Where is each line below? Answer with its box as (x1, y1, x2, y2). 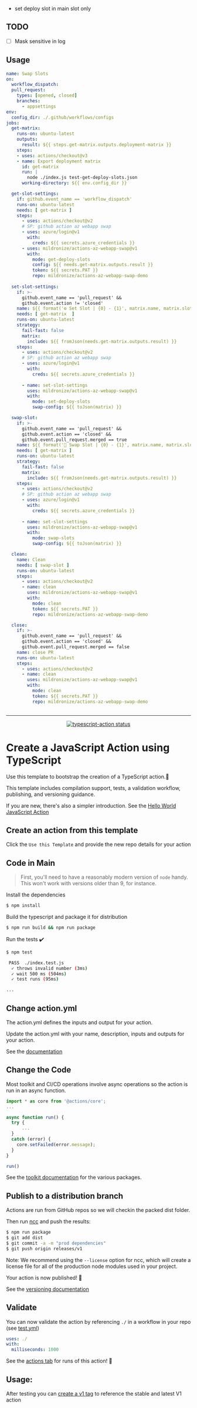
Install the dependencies (6, 891, 66, 898)
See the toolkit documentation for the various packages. (6, 1174, 142, 1181)
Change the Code (6, 1065, 72, 1075)
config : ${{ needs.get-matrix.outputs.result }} (32, 262, 154, 268)
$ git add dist (6, 1235, 43, 1241)
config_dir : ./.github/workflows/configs (11, 114, 114, 120)
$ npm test (6, 949, 33, 955)
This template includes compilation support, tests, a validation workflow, (6, 784, 181, 791)
